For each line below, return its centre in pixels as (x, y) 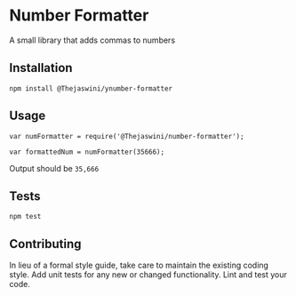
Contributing (45, 244)
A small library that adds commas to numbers (92, 40)
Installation (41, 68)
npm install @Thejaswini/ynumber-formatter (91, 88)
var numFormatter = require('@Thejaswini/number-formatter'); (127, 136)
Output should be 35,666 (54, 168)
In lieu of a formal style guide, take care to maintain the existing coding (139, 265)
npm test (25, 217)
